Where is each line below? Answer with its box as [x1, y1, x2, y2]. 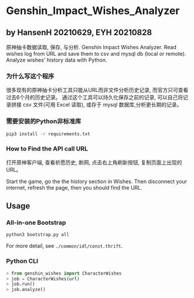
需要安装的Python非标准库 [6, 117, 81, 125]
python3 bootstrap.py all [6, 232, 69, 238]
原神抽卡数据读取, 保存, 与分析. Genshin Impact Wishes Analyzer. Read [6, 44, 177, 50]
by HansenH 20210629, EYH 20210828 [6, 28, 152, 37]
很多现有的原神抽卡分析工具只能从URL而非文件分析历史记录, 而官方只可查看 [6, 87, 189, 94]
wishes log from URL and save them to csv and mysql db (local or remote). [6, 50, 186, 57]
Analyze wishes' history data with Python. [6, 57, 107, 63]
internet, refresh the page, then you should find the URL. [6, 184, 142, 191]
